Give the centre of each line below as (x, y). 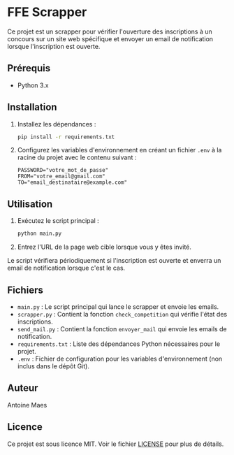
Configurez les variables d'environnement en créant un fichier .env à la (119, 150)
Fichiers (25, 290)
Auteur (23, 388)
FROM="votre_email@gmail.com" (61, 176)
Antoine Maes (27, 405)
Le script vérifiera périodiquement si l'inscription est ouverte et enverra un (114, 261)
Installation (32, 107)
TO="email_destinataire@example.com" (72, 182)
